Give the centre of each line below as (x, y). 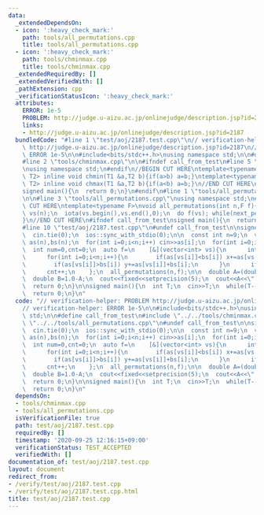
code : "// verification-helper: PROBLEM (82, 301)
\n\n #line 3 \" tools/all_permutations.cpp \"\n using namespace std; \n (139, 198)
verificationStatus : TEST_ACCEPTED (73, 447)
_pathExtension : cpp (49, 89)
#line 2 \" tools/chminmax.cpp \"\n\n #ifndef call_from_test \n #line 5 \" (142, 162)
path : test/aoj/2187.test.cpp (64, 425)
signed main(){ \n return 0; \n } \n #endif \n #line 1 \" (110, 191)
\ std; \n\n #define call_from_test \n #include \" (101, 316)
